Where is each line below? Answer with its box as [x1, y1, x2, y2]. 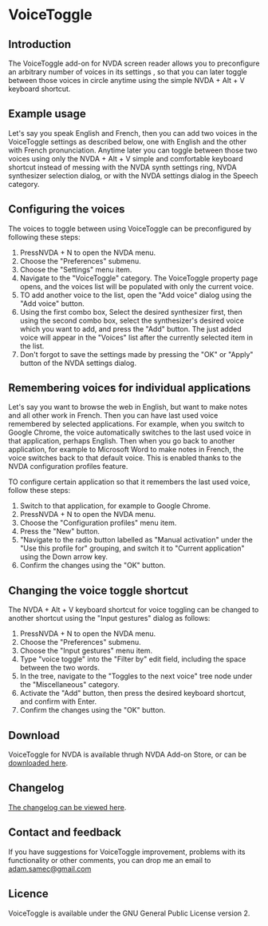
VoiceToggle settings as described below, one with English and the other [8, 137, 247, 146]
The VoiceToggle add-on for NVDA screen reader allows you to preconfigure [8, 58, 260, 68]
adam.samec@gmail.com [8, 864, 92, 873]
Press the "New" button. [19, 527, 100, 536]
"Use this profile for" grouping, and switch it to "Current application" [19, 543, 245, 553]
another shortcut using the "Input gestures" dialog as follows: [8, 614, 211, 623]
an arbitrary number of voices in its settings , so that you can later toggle [8, 67, 247, 77]
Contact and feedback [8, 825, 122, 840]
